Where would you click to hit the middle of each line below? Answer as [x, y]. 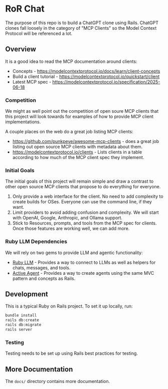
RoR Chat [25, 9]
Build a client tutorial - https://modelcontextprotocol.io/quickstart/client [86, 76]
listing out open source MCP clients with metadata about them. [77, 147]
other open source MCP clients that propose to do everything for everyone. [83, 187]
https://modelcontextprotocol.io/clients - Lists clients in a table [77, 152]
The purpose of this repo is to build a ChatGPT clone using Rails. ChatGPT [82, 23]
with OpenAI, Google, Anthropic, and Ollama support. [67, 218]
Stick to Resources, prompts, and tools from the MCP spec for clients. [85, 223]
